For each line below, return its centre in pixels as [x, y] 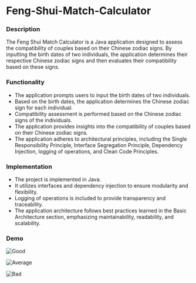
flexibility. [26, 192]
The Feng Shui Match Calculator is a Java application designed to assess [94, 42]
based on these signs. [33, 67]
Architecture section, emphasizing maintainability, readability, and [94, 217]
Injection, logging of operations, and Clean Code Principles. [87, 151]
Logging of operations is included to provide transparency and [90, 198]
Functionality [26, 82]
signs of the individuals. [43, 120]
